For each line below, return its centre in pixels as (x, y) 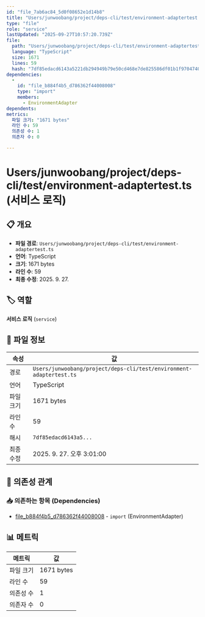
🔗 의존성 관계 (30, 482)
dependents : (21, 108)
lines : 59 (24, 63)
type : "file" (23, 23)
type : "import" (37, 92)
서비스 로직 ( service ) (31, 319)
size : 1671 (26, 57)
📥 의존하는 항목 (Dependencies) (53, 500)
